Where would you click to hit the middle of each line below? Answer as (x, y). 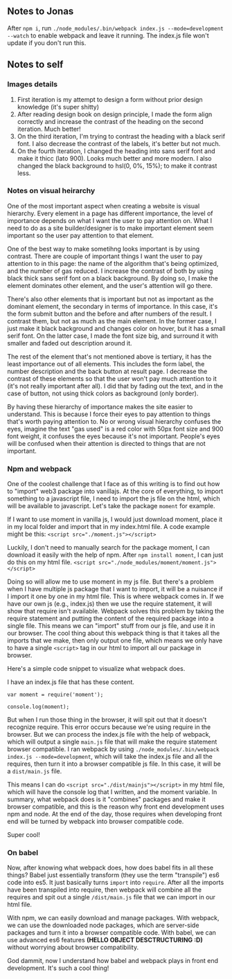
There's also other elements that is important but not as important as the (110, 299)
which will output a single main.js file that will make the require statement (112, 742)
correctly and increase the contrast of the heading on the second (110, 121)
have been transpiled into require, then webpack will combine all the (105, 890)
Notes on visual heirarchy (51, 191)
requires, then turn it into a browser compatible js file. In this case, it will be (114, 764)
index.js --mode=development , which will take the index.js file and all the (110, 757)
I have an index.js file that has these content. (71, 682)
